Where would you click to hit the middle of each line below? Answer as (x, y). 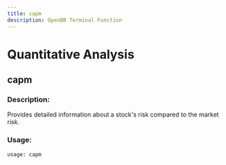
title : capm (24, 14)
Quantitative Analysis (71, 54)
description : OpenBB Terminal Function (65, 20)
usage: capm (24, 154)
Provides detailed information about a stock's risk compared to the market (113, 114)
